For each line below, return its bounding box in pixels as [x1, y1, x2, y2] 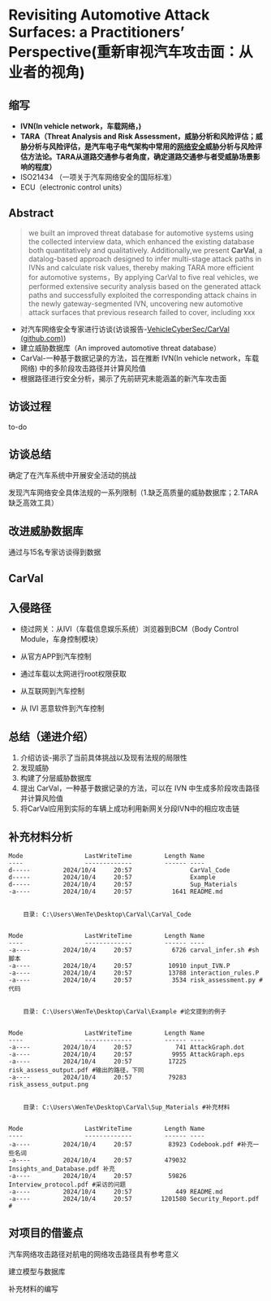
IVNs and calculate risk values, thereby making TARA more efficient [28, 262, 254, 272]
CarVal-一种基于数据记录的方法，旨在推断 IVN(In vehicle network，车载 [19, 353, 260, 363]
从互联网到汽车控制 [19, 686, 85, 696]
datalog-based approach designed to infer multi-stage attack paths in [28, 254, 262, 264]
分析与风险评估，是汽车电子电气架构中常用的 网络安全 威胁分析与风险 [27, 142, 256, 151]
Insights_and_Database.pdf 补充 [8, 1165, 115, 1173]
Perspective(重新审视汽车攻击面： [8, 43, 239, 62]
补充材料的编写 [8, 1284, 58, 1294]
